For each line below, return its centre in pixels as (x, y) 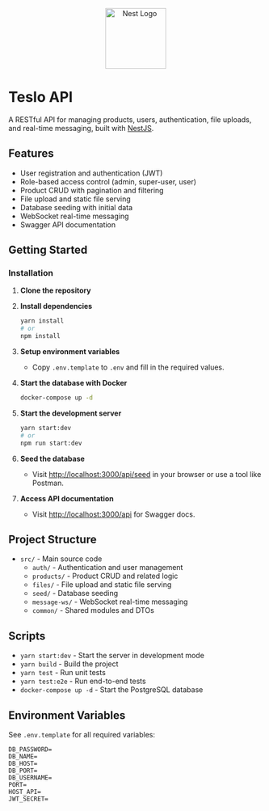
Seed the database (52, 458)
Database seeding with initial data (76, 207)
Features (31, 154)
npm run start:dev (51, 443)
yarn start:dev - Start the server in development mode (112, 656)
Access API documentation (67, 498)
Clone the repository (55, 290)
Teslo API (41, 97)
